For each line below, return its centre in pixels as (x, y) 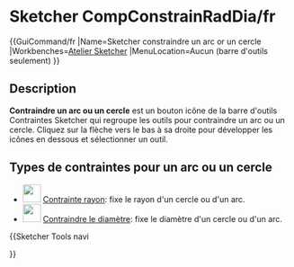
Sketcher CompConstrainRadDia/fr (143, 17)
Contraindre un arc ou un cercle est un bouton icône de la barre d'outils (143, 111)
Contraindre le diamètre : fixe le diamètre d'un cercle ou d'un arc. (163, 218)
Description (43, 89)
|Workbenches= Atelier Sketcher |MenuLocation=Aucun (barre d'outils (138, 50)
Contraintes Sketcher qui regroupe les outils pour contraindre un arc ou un (147, 120)
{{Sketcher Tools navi (49, 236)
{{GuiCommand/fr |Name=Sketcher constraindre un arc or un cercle (135, 41)
